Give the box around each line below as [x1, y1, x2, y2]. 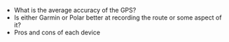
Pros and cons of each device [13, 28, 100, 36]
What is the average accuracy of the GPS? [13, 6, 137, 14]
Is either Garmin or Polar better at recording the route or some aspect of [13, 13, 222, 22]
